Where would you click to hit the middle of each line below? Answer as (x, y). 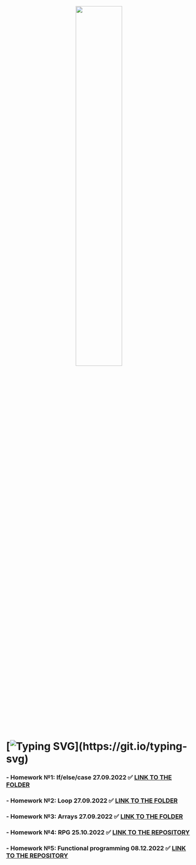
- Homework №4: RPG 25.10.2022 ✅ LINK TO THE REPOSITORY (98, 832)
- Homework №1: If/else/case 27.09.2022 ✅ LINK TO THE (89, 778)
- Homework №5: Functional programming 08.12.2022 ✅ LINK (96, 848)
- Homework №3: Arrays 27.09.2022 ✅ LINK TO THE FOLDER (95, 816)
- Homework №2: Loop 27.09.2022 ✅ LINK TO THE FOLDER (92, 801)
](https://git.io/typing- (131, 747)
